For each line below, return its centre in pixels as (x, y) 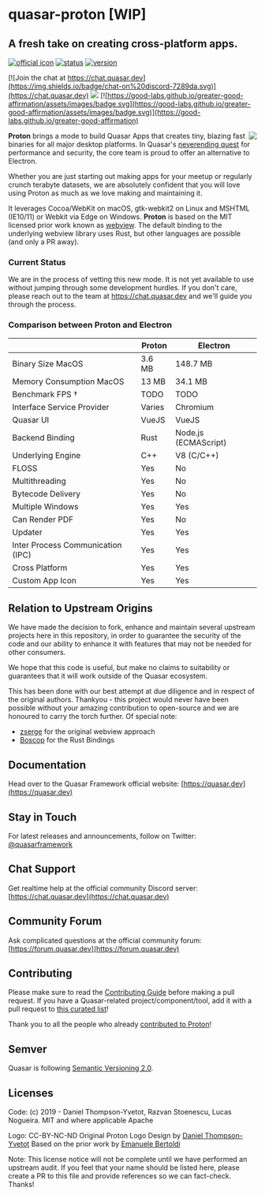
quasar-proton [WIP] (77, 15)
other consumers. (37, 653)
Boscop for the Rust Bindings (67, 740)
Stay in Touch (43, 817)
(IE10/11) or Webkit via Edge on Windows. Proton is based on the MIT (120, 217)
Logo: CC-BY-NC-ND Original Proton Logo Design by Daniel (106, 1136)
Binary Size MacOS (48, 363)
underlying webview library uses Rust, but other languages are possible (125, 233)
